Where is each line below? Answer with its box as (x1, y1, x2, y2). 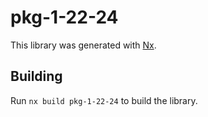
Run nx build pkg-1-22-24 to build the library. (10, 94, 198, 106)
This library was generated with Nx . (10, 39, 157, 51)
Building (10, 68, 63, 85)
